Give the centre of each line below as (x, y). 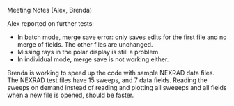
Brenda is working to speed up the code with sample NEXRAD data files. (111, 73)
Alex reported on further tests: (50, 23)
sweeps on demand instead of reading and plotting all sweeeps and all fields (117, 88)
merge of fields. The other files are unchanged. (85, 44)
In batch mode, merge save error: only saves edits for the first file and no (122, 37)
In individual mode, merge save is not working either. (93, 59)
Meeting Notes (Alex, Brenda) (50, 10)
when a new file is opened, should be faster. (71, 95)
